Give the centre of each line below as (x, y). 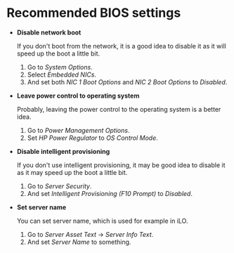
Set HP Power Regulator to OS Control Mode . (93, 138)
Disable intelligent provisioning (63, 151)
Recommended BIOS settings (94, 13)
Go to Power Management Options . (78, 130)
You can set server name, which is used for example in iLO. (102, 221)
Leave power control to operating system (78, 96)
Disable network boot (49, 32)
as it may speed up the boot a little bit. (72, 172)
